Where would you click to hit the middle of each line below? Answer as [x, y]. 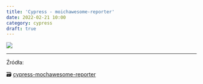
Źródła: [15, 62]
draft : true [21, 28]
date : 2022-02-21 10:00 [36, 17]
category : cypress [29, 23]
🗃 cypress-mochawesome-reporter [51, 74]
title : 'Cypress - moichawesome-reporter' [60, 12]
